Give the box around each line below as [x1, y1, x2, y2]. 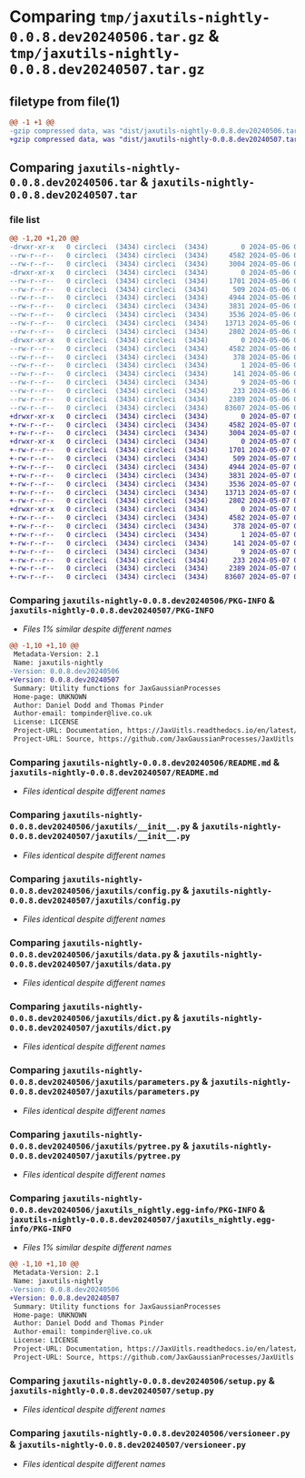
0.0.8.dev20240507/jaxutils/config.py [9, 895, 182, 906]
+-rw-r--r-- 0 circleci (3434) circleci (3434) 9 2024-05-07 [9, 547, 290, 556]
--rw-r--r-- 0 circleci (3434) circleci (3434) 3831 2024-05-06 [9, 302, 290, 311]
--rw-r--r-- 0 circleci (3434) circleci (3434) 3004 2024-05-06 [9, 259, 290, 268]
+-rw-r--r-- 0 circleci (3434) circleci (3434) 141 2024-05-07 [9, 539, 290, 548]
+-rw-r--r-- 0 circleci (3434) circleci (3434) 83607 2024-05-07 [9, 572, 290, 582]
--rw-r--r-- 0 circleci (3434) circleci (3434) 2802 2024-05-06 [9, 327, 290, 336]
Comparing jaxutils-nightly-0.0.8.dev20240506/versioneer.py [9, 1427, 290, 1440]
